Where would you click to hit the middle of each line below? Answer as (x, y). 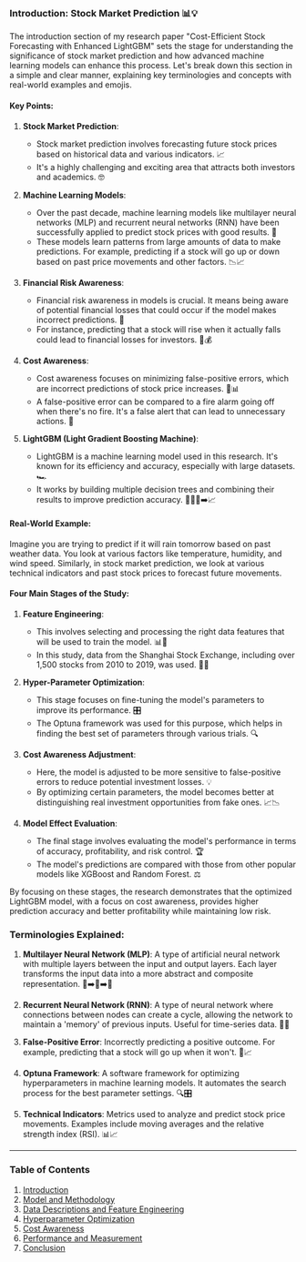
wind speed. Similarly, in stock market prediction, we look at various (137, 563)
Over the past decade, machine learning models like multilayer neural (166, 212)
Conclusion (44, 1247)
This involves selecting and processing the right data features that (160, 631)
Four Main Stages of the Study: (70, 594)
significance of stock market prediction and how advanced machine (137, 56)
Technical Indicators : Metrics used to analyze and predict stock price (154, 1114)
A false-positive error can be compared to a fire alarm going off (155, 402)
